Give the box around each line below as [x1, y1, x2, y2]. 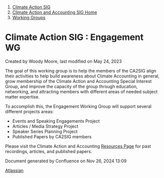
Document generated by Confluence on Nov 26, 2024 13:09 [5, 158, 127, 164]
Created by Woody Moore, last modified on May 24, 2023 [5, 58, 122, 64]
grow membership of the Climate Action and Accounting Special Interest [5, 78, 152, 84]
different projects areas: [5, 108, 54, 114]
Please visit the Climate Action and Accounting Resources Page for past [5, 143, 151, 149]
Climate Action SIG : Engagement [5, 32, 144, 43]
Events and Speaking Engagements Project [12, 118, 100, 124]
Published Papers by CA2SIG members [12, 133, 92, 139]
